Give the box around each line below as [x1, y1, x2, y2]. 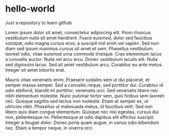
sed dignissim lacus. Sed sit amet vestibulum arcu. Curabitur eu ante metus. [5, 61, 163, 67]
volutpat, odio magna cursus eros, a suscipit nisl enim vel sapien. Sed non [5, 40, 159, 46]
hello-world [5, 3, 55, 15]
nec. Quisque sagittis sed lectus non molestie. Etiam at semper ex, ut [5, 98, 149, 104]
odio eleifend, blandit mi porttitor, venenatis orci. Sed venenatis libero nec [5, 87, 158, 93]
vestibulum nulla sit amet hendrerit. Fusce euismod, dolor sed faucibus [5, 35, 152, 41]
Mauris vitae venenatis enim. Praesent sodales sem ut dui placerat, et [5, 77, 150, 83]
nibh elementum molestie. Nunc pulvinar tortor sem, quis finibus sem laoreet [5, 93, 164, 99]
